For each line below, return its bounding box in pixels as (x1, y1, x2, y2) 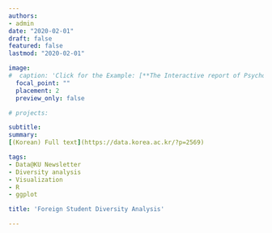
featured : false (8, 42, 63, 50)
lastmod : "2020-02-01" (8, 49, 85, 57)
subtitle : (8, 123, 42, 132)
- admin (8, 19, 35, 28)
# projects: (8, 108, 49, 117)
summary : (8, 131, 38, 139)
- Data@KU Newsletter (8, 160, 82, 168)
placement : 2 (15, 87, 60, 95)
